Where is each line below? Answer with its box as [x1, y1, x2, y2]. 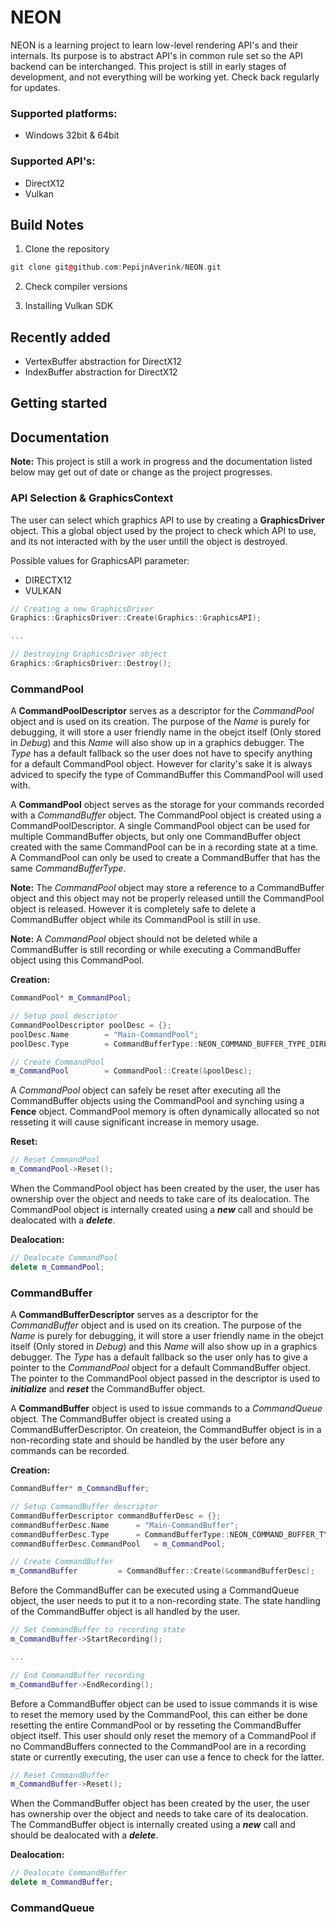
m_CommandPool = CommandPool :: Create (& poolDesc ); [10, 1066, 253, 1076]
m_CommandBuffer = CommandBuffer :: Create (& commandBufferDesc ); [10, 1566, 315, 1576]
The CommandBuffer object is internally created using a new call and [10, 1819, 296, 1831]
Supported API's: [10, 154, 96, 168]
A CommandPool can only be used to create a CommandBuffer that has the [10, 852, 321, 864]
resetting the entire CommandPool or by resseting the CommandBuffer [10, 1719, 302, 1731]
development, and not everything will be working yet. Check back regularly [10, 71, 320, 83]
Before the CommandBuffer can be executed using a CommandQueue [10, 1584, 300, 1596]
